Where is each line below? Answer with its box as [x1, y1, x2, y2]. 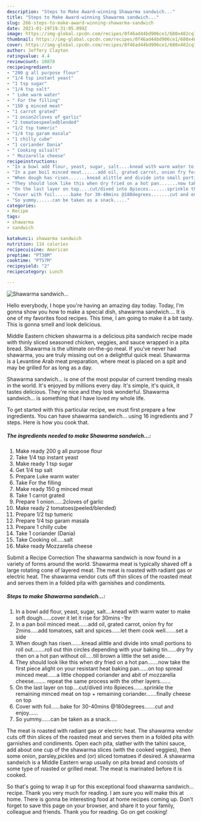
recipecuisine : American [7, 247, 69, 253]
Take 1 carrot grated [15, 492, 65, 499]
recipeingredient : [7, 64, 52, 70]
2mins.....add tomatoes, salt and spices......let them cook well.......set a [15, 627, 188, 634]
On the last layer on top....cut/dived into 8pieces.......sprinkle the [15, 683, 174, 691]
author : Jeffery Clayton [7, 48, 69, 54]
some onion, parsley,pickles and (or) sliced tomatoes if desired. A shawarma [7, 752, 195, 760]
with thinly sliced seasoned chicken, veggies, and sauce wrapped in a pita [7, 338, 190, 346]
